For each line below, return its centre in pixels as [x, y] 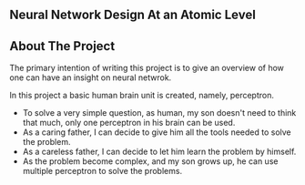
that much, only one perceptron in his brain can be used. [129, 123]
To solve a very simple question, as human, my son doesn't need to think [159, 113]
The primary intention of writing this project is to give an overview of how [147, 68]
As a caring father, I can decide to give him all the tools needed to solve [157, 132]
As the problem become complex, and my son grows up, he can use [150, 161]
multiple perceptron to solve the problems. [102, 171]
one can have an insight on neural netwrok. [91, 77]
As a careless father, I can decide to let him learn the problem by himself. [159, 152]
